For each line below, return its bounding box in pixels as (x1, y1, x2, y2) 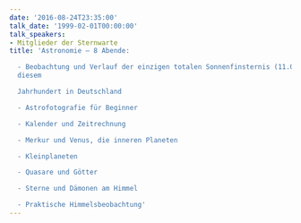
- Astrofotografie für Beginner (17, 103, 139, 112)
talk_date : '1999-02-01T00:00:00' (9, 21, 139, 30)
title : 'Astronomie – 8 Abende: (9, 47, 130, 56)
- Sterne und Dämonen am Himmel (17, 184, 139, 193)
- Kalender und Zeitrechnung (17, 119, 126, 128)
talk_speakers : (9, 30, 66, 39)
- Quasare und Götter (17, 167, 99, 177)
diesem (17, 71, 42, 81)
